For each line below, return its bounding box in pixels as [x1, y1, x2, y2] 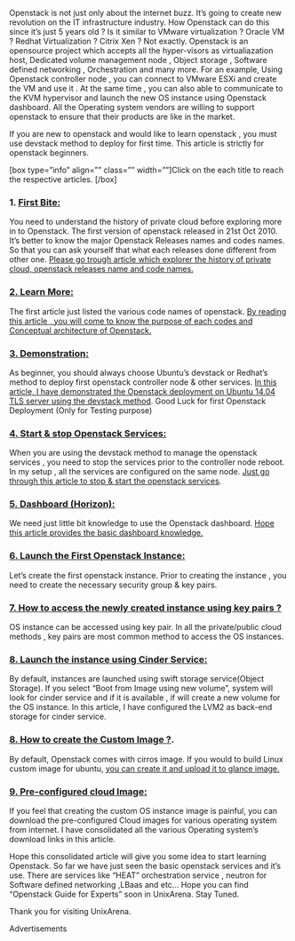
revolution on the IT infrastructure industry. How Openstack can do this [9, 17, 270, 28]
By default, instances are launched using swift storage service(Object [9, 674, 265, 684]
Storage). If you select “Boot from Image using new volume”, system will [9, 683, 274, 694]
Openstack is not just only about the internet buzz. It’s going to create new [9, 8, 282, 18]
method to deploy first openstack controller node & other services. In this [9, 377, 277, 387]
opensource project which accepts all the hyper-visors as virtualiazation [9, 45, 274, 56]
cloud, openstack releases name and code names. [9, 264, 194, 275]
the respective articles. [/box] [9, 174, 117, 185]
